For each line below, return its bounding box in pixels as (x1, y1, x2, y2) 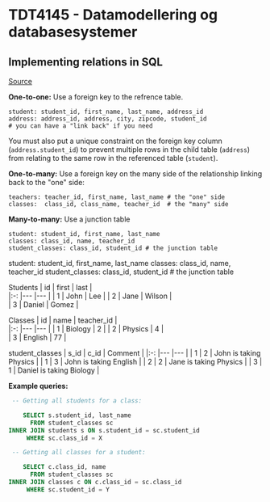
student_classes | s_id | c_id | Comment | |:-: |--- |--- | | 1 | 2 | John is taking (8, 348, 261, 357)
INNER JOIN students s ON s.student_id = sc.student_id (8, 426, 200, 434)
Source (8, 77, 32, 86)
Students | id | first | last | (8, 283, 93, 292)
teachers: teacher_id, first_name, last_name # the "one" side (8, 193, 226, 201)
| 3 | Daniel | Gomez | (8, 300, 79, 309)
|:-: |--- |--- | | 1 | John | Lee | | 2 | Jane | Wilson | (8, 291, 172, 301)
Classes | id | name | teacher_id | (8, 315, 118, 325)
